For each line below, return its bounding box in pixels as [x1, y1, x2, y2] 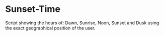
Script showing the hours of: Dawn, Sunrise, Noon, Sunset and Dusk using [5, 20, 159, 26]
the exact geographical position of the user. [5, 25, 96, 31]
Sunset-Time [5, 3, 60, 15]
